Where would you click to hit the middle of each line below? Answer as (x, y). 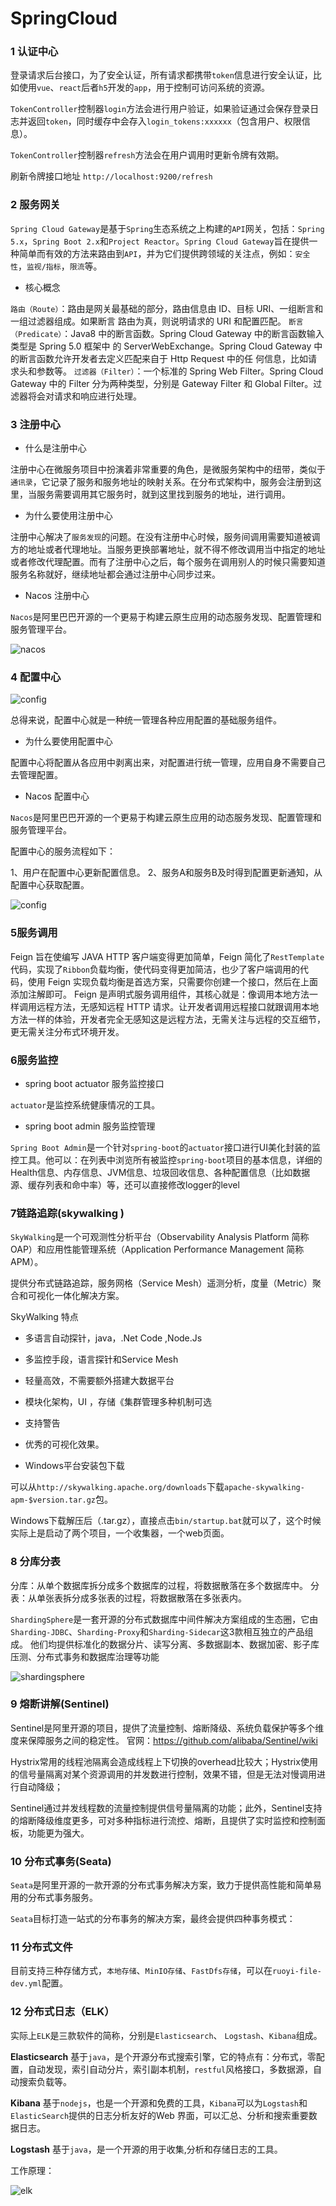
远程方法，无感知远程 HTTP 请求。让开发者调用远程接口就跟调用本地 (178, 1006)
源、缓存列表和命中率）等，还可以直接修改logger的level (125, 1184)
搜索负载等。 (45, 2081)
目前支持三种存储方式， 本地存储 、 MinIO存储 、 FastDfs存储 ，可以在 (141, 1971)
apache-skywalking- (264, 1488)
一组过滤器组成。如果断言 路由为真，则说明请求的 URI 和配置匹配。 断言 (157, 321)
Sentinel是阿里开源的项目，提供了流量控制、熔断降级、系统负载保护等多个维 (167, 1728)
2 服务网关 (35, 205)
